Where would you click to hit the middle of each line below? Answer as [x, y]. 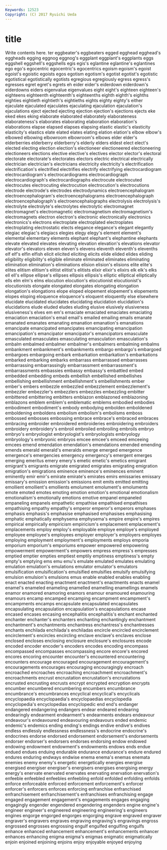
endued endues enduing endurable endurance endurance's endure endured [83, 752]
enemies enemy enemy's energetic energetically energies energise [74, 763]
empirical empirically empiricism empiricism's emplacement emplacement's [83, 524]
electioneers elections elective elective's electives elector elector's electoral [83, 154]
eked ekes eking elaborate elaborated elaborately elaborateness [71, 116]
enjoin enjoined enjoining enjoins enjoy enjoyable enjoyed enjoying [74, 842]
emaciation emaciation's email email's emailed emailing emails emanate [79, 318]
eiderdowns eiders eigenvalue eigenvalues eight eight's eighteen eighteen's [83, 90]
